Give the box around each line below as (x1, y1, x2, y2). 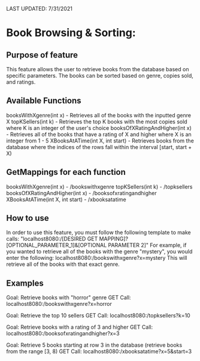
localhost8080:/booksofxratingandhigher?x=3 (6, 330, 120, 337)
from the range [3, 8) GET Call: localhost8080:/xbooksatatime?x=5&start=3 (6, 348, 192, 355)
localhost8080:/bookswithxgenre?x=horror (6, 301, 113, 308)
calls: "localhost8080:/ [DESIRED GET (6, 235, 98, 242)
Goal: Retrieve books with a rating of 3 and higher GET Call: (6, 323, 153, 331)
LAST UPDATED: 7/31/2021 (6, 5, 73, 12)
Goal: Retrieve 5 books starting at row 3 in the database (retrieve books (6, 341, 183, 349)
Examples (6, 278, 44, 288)
